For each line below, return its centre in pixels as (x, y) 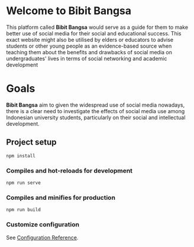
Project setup (32, 142)
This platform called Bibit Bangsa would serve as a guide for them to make (97, 27)
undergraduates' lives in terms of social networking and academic (87, 58)
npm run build (24, 210)
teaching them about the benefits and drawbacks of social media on (89, 52)
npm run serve (24, 183)
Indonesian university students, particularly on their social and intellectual (96, 117)
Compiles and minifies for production (61, 197)
